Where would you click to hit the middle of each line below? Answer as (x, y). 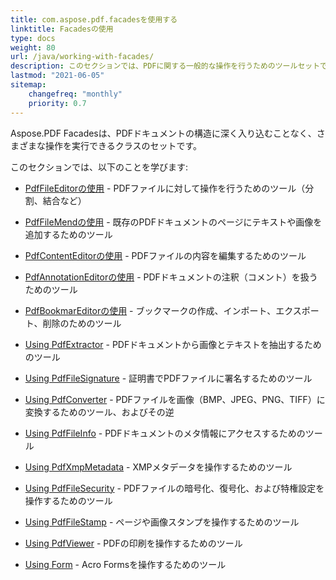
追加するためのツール (68, 234)
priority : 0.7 (57, 103)
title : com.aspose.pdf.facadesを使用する (94, 19)
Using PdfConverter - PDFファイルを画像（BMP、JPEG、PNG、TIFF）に (175, 399)
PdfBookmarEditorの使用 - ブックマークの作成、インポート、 (150, 310)
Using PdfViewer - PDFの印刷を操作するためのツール (133, 543)
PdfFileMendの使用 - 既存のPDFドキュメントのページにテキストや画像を (173, 222)
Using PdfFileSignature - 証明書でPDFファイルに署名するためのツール (168, 378)
